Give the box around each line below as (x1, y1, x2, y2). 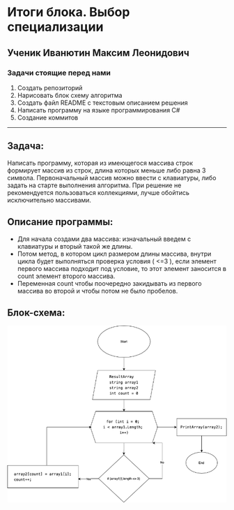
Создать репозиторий (17, 83, 83, 92)
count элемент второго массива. (17, 272, 116, 280)
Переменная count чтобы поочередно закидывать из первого (17, 279, 202, 287)
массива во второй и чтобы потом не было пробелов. (17, 286, 178, 295)
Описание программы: (7, 216, 114, 228)
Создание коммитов (17, 113, 79, 122)
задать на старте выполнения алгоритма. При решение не (7, 181, 182, 189)
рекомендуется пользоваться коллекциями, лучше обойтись (7, 188, 190, 196)
